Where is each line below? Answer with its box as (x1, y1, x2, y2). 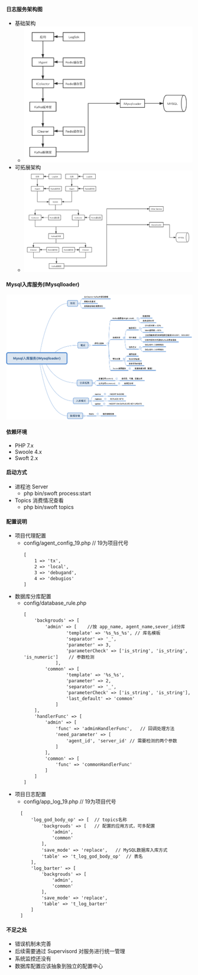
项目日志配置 (14, 791, 46, 798)
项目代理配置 (14, 532, 46, 539)
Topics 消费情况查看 (14, 497, 64, 504)
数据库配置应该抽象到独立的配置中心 (14, 963, 103, 970)
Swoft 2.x (14, 454, 38, 462)
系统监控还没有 (14, 955, 51, 963)
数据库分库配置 (14, 593, 51, 600)
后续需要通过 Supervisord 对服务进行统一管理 (14, 948, 125, 955)
